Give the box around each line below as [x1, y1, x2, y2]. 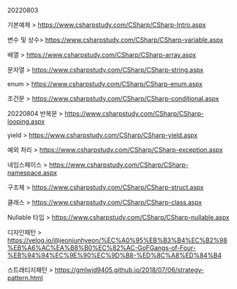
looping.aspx [7, 117, 45, 126]
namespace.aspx [7, 169, 57, 177]
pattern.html [7, 273, 44, 282]
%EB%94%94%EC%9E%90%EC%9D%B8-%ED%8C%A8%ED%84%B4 [7, 251, 222, 259]
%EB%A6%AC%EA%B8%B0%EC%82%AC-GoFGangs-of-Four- [7, 244, 196, 252]
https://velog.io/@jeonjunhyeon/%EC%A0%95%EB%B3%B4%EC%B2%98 [7, 236, 228, 244]
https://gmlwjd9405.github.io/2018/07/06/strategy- [54, 266, 204, 274]
